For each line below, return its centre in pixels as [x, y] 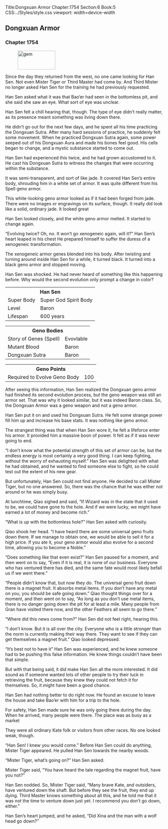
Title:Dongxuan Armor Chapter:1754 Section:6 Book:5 [60, 7]
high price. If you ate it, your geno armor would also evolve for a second [79, 542]
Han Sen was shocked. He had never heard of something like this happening [84, 274]
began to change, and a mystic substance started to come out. [70, 148]
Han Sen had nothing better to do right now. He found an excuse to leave [80, 695]
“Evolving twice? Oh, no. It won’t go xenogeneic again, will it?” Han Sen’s [80, 233]
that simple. [17, 660]
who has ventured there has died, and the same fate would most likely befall [84, 568]
